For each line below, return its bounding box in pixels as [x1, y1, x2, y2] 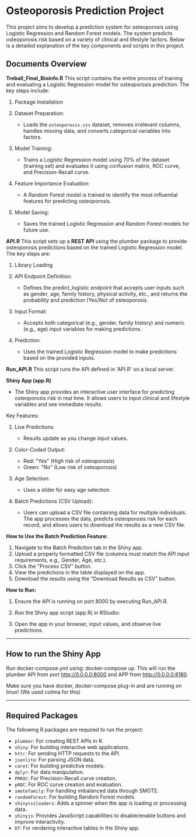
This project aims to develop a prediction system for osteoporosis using [6, 23, 178, 30]
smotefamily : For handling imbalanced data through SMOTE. [14, 787, 159, 794]
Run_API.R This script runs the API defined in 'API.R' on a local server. [6, 366, 175, 373]
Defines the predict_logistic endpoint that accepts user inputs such [23, 284, 185, 291]
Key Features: [6, 412, 39, 419]
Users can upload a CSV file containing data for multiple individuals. [23, 509, 187, 516]
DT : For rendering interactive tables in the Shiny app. [14, 825, 140, 832]
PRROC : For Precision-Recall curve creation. [14, 775, 117, 782]
